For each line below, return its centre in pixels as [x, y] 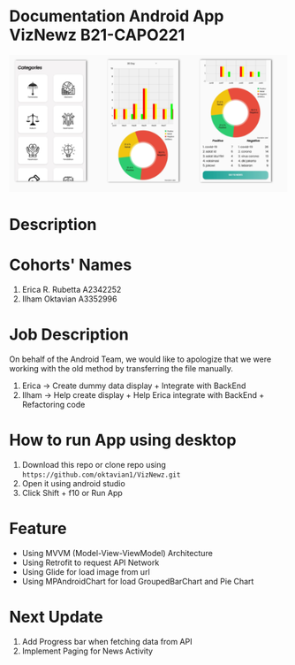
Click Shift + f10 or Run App [72, 493]
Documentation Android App [117, 16]
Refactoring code [53, 405]
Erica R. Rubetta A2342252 [72, 290]
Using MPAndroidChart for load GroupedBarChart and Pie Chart [138, 581]
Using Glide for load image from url [86, 572]
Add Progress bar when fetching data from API [107, 641]
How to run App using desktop [123, 440]
